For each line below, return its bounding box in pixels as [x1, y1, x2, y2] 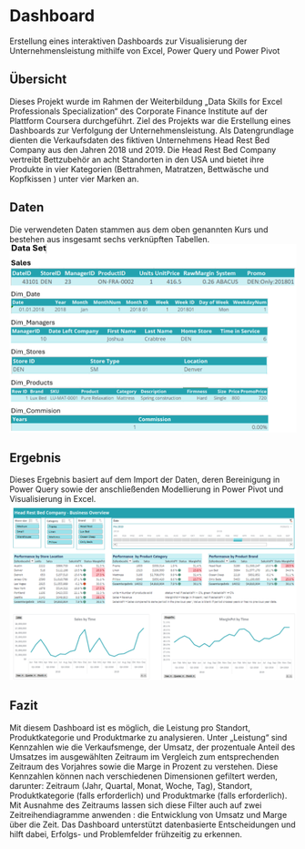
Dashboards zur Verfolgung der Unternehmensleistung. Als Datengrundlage [9, 125, 294, 136]
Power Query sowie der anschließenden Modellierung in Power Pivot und [9, 484, 284, 495]
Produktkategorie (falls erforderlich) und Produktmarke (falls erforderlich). [9, 790, 288, 801]
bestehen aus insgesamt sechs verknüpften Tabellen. [9, 233, 210, 244]
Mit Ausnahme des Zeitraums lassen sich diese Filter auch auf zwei [9, 799, 262, 811]
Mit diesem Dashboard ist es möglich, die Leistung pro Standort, [9, 721, 250, 733]
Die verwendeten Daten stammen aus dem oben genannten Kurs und [9, 224, 269, 235]
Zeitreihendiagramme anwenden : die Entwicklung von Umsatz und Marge [9, 809, 288, 820]
